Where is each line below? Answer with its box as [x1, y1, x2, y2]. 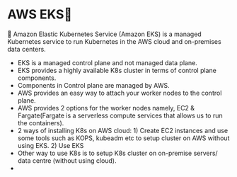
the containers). [17, 118, 64, 127]
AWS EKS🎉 [7, 6, 73, 23]
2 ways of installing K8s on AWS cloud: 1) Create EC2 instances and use [17, 126, 229, 135]
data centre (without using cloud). [17, 156, 117, 165]
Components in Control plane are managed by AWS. [17, 81, 170, 89]
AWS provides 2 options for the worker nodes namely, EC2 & [17, 103, 195, 112]
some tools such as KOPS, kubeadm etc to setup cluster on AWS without [17, 134, 230, 142]
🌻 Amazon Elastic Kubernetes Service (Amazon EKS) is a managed [7, 30, 202, 38]
